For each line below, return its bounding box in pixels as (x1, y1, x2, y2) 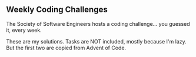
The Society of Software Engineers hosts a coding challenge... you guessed (6, 20, 190, 27)
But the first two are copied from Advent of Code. (6, 44, 127, 51)
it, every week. (6, 26, 42, 33)
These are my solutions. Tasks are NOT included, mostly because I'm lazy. (6, 38, 187, 45)
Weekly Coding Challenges (6, 5, 108, 15)
